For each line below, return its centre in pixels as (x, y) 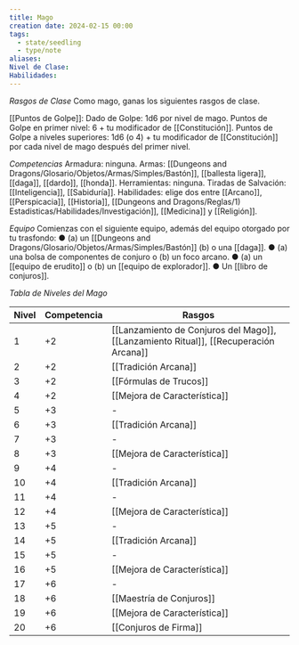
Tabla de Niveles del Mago (59, 293)
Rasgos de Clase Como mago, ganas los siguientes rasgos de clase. (135, 101)
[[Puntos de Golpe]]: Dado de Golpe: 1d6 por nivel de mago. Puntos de (138, 118)
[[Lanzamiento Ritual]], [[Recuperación (193, 341)
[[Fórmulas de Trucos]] (160, 381)
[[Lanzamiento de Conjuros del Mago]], (194, 330)
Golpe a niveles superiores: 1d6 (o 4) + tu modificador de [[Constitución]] (144, 137)
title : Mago (31, 17)
